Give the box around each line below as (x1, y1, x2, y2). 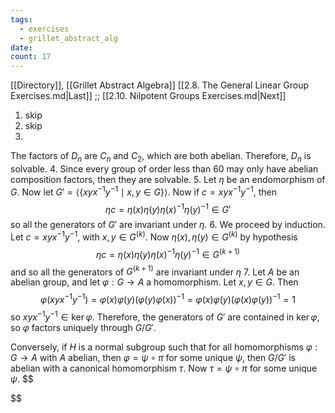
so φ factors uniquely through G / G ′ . (10, 321, 157, 333)
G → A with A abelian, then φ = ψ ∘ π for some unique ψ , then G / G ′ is (10, 351, 296, 363)
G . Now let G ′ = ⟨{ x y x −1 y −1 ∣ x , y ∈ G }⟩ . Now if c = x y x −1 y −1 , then (10, 184, 277, 198)
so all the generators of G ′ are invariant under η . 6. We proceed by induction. (10, 219, 326, 231)
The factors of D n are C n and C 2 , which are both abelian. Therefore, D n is (10, 150, 312, 164)
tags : (10, 14, 33, 25)
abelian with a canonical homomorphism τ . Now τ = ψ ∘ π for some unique (10, 362, 318, 374)
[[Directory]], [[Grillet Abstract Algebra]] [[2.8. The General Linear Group (10, 79, 310, 91)
